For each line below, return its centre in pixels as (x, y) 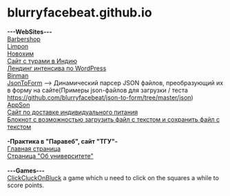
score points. (26, 185)
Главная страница (34, 149)
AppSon (19, 105)
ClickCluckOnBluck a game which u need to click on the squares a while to (113, 177)
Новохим (21, 54)
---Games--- (26, 171)
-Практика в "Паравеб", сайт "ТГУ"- (63, 141)
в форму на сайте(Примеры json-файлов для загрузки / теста (97, 90)
